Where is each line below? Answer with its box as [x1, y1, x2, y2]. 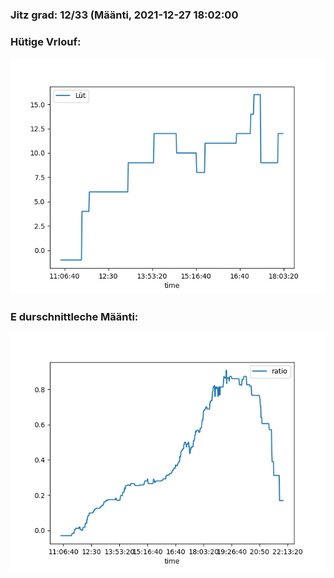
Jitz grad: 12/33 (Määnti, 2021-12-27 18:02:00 [10, 8, 239, 22]
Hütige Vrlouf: [10, 34, 82, 48]
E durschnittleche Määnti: [10, 310, 139, 324]
